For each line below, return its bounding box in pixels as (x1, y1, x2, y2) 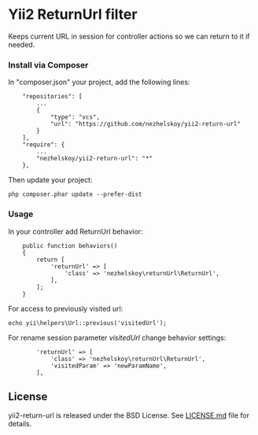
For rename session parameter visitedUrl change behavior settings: (8, 333, 227, 342)
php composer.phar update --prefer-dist (8, 190, 143, 198)
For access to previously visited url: (8, 304, 123, 313)
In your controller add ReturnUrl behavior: (8, 227, 143, 236)
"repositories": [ (22, 93, 83, 101)
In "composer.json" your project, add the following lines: (8, 77, 190, 87)
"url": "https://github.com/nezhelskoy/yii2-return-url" (50, 120, 241, 128)
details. (8, 419, 32, 429)
